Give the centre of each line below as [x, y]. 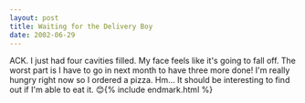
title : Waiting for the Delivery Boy [81, 26]
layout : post [34, 18]
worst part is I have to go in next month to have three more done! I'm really [150, 70]
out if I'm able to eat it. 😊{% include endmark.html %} [111, 90]
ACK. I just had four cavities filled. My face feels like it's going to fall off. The [153, 61]
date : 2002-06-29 [42, 35]
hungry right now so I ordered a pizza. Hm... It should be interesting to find [150, 80]
